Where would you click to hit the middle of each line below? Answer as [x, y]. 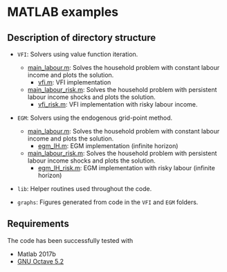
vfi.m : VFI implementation [74, 82]
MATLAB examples [63, 12]
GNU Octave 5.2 [40, 261]
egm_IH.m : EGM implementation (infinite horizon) [108, 146]
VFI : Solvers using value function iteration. [78, 54]
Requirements [38, 224]
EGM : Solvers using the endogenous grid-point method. [95, 118]
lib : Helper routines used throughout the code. [84, 189]
